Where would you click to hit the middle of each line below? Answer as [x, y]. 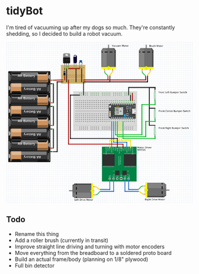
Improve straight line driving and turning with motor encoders [89, 246]
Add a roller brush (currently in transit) [61, 240]
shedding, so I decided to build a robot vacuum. [65, 33]
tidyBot [25, 11]
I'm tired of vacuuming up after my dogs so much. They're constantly [91, 27]
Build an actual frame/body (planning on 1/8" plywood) [81, 259]
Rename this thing [37, 234]
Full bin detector [35, 265]
